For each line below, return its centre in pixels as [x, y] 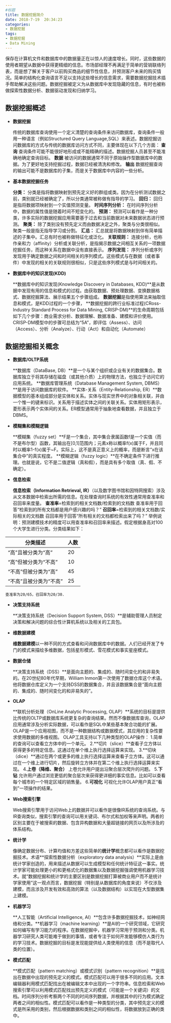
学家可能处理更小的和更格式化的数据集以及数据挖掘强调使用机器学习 [89, 870]
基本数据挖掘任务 [31, 181]
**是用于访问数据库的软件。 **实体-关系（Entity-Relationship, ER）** [85, 390]
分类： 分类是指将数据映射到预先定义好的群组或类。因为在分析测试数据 [87, 192]
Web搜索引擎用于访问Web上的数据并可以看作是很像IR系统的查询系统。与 [89, 810]
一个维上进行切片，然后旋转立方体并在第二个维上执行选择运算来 [89, 763]
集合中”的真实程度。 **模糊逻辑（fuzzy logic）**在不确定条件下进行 [84, 456]
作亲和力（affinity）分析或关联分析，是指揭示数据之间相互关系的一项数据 [89, 243]
